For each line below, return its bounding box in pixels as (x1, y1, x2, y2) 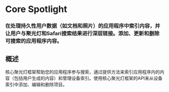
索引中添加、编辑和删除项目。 (5, 81, 67, 87)
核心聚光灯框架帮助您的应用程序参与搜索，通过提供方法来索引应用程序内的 (5, 69, 160, 75)
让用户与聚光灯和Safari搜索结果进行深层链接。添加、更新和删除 (5, 30, 160, 37)
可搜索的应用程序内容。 (5, 38, 62, 45)
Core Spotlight (5, 4, 67, 15)
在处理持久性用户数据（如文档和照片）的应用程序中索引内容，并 (5, 23, 160, 30)
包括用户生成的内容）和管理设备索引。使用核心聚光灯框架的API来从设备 (14, 75, 163, 81)
